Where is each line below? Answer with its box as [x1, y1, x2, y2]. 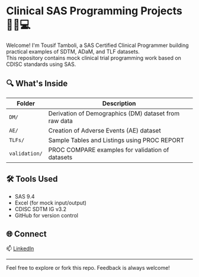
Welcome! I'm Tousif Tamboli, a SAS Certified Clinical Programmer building [6, 42, 189, 49]
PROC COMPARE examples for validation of [48, 146, 169, 154]
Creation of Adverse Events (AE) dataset [48, 126, 161, 134]
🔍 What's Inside [6, 78, 68, 89]
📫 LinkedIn [6, 245, 34, 252]
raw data [48, 117, 73, 125]
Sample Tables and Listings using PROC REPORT [48, 136, 185, 144]
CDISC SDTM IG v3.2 [14, 205, 67, 212]
